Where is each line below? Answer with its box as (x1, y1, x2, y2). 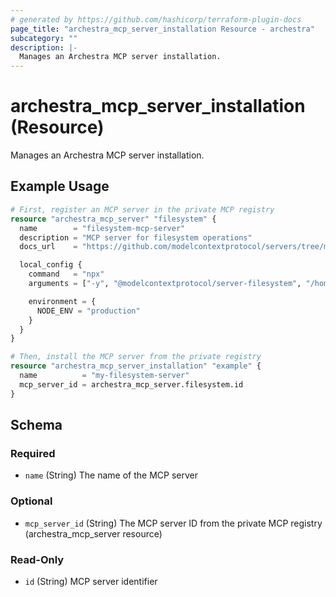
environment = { (28, 296, 97, 306)
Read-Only (10, 552, 65, 566)
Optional (10, 494, 53, 508)
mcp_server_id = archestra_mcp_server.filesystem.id (19, 379, 244, 390)
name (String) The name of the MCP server (24, 469, 198, 481)
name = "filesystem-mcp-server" (19, 223, 186, 233)
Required (10, 446, 56, 460)
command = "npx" (28, 269, 105, 280)
